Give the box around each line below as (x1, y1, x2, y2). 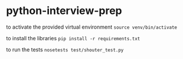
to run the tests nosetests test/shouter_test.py (6, 46, 124, 53)
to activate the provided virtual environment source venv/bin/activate (6, 23, 178, 30)
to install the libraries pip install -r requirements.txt (6, 34, 140, 41)
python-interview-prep (6, 4, 122, 18)
